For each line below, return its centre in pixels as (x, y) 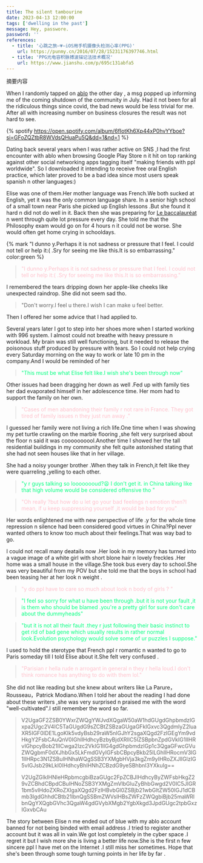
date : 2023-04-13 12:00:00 (40, 18)
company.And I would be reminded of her (58, 361)
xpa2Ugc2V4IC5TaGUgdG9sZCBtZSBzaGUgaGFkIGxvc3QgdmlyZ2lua (109, 726)
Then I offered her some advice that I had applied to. (72, 316)
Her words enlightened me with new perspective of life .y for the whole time (101, 520)
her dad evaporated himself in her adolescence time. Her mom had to (93, 391)
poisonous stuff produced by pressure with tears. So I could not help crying (101, 348)
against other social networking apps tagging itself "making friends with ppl (101, 162)
